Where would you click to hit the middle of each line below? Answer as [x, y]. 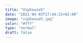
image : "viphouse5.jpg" [30, 19]
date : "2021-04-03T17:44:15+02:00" [42, 14]
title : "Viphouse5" [25, 10]
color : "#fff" [20, 23]
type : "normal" [21, 28]
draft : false [19, 33]
